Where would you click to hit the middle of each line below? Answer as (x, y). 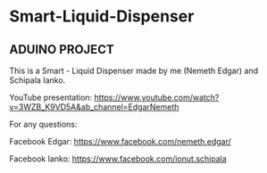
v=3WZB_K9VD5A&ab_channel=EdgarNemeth (94, 107)
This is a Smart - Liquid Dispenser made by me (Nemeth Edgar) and (134, 70)
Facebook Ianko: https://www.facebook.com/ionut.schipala (118, 159)
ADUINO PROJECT (62, 49)
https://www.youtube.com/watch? (157, 97)
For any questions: (43, 124)
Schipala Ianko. (38, 80)
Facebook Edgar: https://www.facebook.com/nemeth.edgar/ (121, 141)
